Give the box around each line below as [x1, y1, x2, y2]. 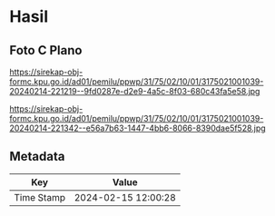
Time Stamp [14, 191, 66, 203]
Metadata [9, 149, 65, 164]
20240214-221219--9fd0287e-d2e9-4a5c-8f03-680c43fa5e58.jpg [9, 86, 260, 96]
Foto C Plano [9, 43, 83, 58]
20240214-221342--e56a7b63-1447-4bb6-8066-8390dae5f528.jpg [9, 123, 266, 133]
